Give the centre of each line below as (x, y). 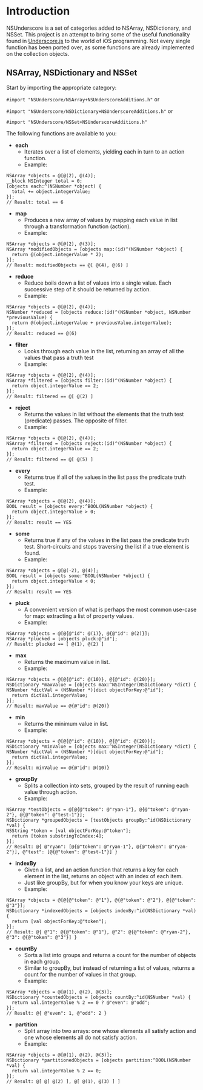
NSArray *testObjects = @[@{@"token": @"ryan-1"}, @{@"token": (88, 809)
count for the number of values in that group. (80, 974)
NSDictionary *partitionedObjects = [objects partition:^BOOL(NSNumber (98, 1060)
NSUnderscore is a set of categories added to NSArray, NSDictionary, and (99, 28)
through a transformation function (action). (78, 226)
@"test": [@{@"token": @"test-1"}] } (70, 852)
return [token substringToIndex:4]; (58, 836)
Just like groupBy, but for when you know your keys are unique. (104, 882)
